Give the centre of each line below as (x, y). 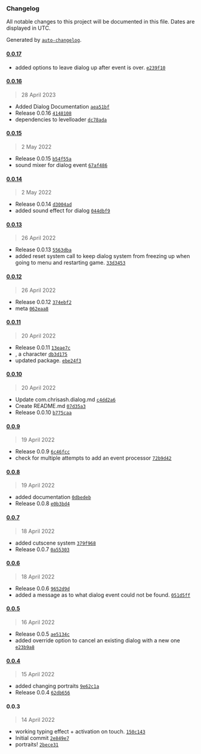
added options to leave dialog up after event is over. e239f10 (90, 67)
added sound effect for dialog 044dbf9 (63, 211)
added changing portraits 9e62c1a (57, 686)
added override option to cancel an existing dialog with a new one (97, 640)
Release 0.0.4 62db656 (43, 693)
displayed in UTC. (29, 28)
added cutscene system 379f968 (55, 543)
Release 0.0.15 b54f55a (43, 158)
